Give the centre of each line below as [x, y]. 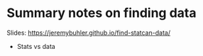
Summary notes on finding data [101, 13]
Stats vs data [36, 46]
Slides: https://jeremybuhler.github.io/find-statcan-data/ [89, 33]
